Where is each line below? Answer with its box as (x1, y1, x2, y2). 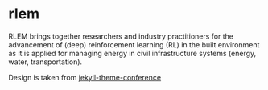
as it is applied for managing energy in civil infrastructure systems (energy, (8, 48, 257, 58)
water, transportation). (8, 57, 83, 67)
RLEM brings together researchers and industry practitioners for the (8, 31, 234, 41)
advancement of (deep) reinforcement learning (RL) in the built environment (8, 39, 260, 49)
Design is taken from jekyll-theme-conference (8, 72, 162, 82)
